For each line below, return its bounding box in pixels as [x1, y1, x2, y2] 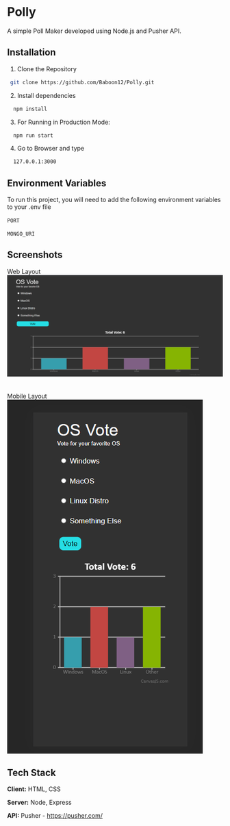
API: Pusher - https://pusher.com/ [7, 812, 103, 820]
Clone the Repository [16, 64, 77, 73]
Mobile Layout [7, 392, 47, 400]
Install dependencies [16, 91, 77, 99]
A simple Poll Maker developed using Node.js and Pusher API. [7, 27, 181, 35]
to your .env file [7, 203, 51, 211]
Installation [7, 47, 56, 58]
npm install [13, 105, 48, 112]
